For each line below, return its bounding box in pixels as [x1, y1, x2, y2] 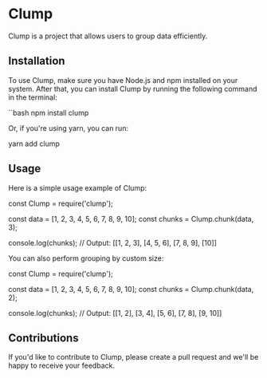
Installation [8, 54, 65, 68]
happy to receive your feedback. [8, 360, 116, 371]
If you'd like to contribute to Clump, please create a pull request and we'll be [8, 352, 259, 362]
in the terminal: [8, 93, 57, 102]
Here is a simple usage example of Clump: [8, 183, 147, 192]
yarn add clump [8, 139, 60, 148]
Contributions [8, 331, 79, 345]
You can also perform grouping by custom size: [8, 253, 164, 263]
